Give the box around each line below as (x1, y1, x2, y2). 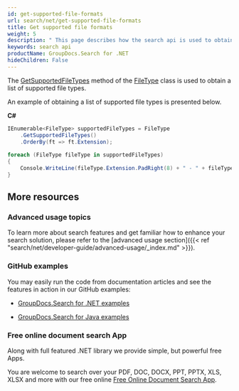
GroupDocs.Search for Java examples (17, 312, 129, 321)
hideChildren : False (7, 57, 69, 64)
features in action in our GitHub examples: (7, 285, 131, 294)
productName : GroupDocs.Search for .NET (7, 50, 129, 58)
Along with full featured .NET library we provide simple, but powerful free (7, 346, 222, 355)
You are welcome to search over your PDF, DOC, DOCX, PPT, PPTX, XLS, (7, 368, 222, 377)
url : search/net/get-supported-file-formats (7, 17, 142, 24)
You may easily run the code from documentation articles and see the (7, 277, 212, 286)
